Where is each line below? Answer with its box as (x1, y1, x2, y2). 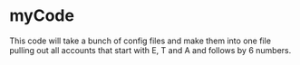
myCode (9, 5, 75, 26)
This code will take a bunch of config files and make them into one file (9, 35, 272, 46)
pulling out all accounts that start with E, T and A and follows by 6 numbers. (9, 44, 292, 55)
